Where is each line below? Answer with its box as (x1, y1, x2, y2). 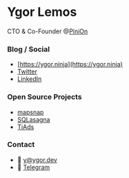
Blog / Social (7, 44, 50, 54)
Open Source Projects (7, 92, 82, 102)
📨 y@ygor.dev (17, 155, 57, 163)
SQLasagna (17, 115, 50, 123)
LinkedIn (17, 75, 42, 83)
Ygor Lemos (7, 4, 77, 20)
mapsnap (17, 108, 44, 116)
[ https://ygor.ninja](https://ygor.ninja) (17, 60, 123, 69)
